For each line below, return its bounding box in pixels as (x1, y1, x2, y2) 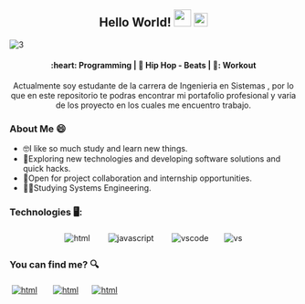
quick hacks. (22, 163, 71, 174)
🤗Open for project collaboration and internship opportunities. (22, 173, 253, 183)
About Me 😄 (9, 122, 67, 135)
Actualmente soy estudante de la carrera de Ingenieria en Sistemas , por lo (13, 80, 294, 91)
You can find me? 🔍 (9, 257, 100, 270)
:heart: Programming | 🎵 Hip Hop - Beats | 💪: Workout (50, 60, 257, 71)
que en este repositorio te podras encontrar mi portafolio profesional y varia (10, 90, 297, 101)
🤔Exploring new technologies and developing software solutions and (22, 153, 281, 164)
